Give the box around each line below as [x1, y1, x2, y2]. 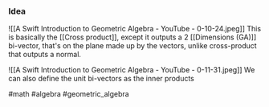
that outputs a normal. [8, 50, 82, 60]
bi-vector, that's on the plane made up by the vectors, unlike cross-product [8, 41, 257, 51]
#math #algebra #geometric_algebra [8, 89, 130, 99]
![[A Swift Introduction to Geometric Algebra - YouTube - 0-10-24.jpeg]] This [8, 24, 262, 34]
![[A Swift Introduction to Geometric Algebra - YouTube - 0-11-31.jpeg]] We [8, 65, 255, 75]
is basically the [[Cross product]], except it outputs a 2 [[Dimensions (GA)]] [8, 32, 257, 42]
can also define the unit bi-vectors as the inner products [8, 74, 195, 84]
